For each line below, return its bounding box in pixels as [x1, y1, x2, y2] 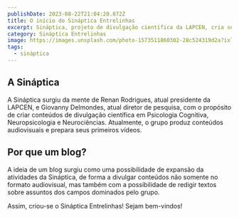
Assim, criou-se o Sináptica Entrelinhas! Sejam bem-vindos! [7, 201, 183, 210]
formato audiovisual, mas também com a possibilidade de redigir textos [7, 180, 217, 189]
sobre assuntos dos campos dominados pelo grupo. [7, 188, 160, 196]
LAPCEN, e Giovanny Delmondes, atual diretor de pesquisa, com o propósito [7, 102, 232, 111]
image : [7, 37, 27, 44]
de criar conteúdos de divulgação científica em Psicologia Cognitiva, [7, 110, 209, 119]
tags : [7, 43, 23, 51]
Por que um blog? [7, 147, 87, 159]
